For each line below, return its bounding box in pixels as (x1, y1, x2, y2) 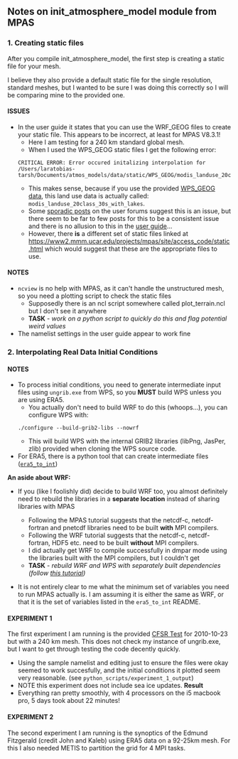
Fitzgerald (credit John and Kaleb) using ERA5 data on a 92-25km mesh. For (7, 736, 231, 745)
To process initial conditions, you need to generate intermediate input (17, 380, 222, 389)
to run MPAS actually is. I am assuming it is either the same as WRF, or (17, 590, 224, 599)
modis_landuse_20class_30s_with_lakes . (28, 199, 146, 208)
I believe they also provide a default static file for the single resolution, (7, 75, 213, 84)
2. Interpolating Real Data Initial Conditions (7, 348, 158, 357)
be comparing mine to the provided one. (7, 90, 126, 99)
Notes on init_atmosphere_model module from (7, 6, 217, 18)
